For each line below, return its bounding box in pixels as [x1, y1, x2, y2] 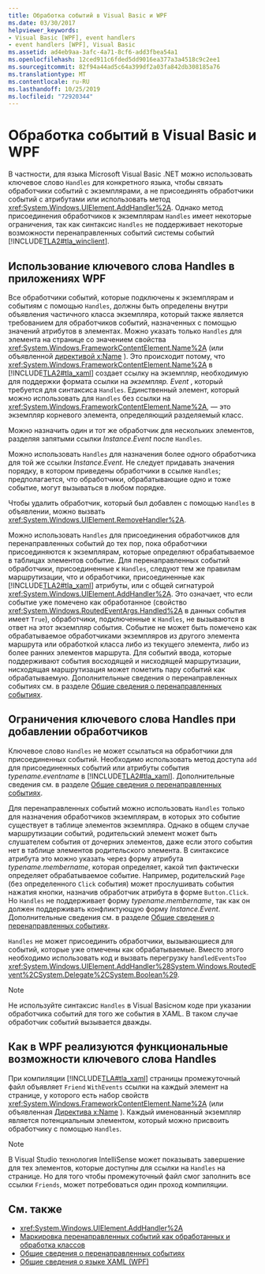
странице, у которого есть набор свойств [8, 1090, 149, 1099]
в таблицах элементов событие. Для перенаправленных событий [8, 556, 230, 565]
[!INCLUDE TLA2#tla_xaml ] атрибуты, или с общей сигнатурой [8, 581, 215, 590]
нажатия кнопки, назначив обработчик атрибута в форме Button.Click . [8, 887, 249, 897]
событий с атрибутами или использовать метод [8, 194, 171, 204]
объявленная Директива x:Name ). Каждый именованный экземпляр [8, 1107, 242, 1117]
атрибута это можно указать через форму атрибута [8, 854, 184, 863]
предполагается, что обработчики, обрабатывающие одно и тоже [8, 475, 231, 484]
